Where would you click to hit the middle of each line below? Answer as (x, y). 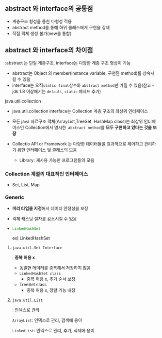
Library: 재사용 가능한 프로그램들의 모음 (57, 160)
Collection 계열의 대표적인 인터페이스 (47, 174)
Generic (15, 197)
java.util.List (27, 300)
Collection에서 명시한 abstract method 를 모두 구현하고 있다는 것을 (88, 127)
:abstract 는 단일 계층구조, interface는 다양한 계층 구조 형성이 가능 (68, 63)
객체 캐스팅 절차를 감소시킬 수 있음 (44, 219)
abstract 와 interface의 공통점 (49, 9)
